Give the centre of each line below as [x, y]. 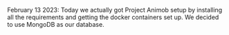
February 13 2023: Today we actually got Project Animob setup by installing [115, 10]
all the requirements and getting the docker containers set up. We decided [113, 17]
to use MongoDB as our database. [56, 24]
